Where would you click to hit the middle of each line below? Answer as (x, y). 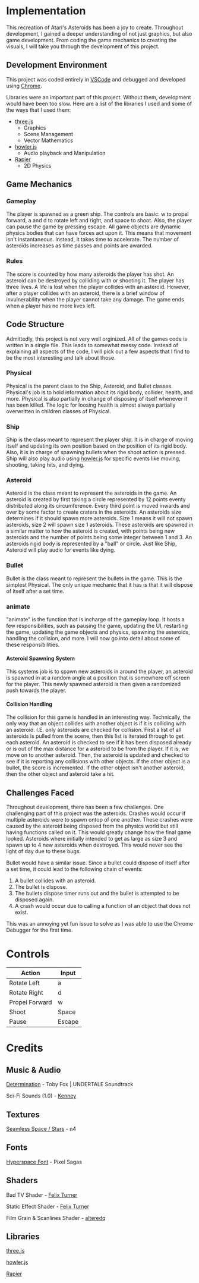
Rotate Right (26, 993)
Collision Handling (29, 704)
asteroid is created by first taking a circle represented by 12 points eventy (96, 499)
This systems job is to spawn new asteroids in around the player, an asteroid (99, 672)
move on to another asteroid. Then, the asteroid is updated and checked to (98, 755)
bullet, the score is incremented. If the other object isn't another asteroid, (96, 768)
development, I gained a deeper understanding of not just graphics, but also (99, 33)
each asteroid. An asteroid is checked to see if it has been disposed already (99, 743)
